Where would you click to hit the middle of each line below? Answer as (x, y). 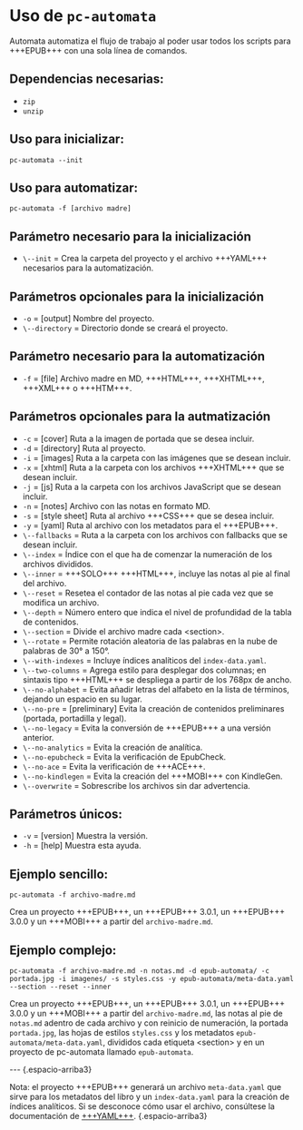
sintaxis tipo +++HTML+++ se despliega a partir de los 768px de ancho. (157, 679)
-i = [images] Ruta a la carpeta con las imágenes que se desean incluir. (156, 457)
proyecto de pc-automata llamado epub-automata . (102, 1052)
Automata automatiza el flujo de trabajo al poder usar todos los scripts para (151, 41)
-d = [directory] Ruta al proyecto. (84, 448)
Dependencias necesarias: (87, 79)
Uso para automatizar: (74, 187)
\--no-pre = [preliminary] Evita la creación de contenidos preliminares (153, 708)
